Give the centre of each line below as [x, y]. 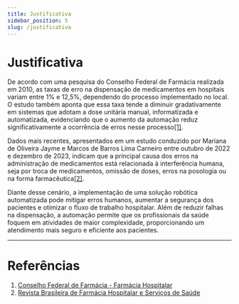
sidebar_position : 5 [38, 21]
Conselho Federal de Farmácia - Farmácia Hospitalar [95, 286]
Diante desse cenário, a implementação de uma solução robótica [102, 192]
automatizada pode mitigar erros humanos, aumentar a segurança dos [111, 200]
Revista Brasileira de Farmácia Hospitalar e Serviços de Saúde [109, 293]
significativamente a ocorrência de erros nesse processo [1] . [95, 127]
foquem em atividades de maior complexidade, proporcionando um [106, 223]
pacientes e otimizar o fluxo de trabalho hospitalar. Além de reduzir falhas [116, 207]
